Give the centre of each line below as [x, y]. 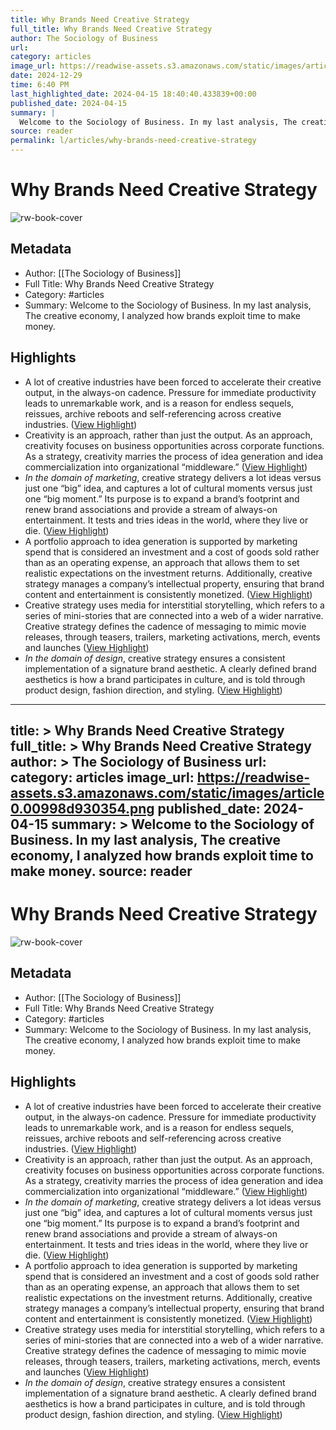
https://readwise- [253, 777]
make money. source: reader [101, 871]
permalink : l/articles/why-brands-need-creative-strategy [133, 141]
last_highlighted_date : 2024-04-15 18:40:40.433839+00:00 [133, 94]
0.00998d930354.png [82, 808]
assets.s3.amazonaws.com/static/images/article [167, 792]
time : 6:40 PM [40, 85]
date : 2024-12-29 [46, 76]
